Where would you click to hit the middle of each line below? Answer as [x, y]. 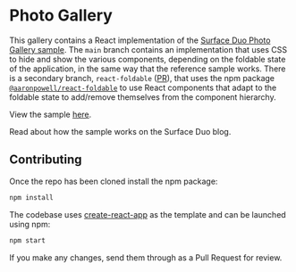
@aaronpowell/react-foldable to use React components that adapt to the [143, 87]
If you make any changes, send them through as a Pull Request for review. [146, 257]
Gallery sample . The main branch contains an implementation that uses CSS [148, 49]
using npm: [30, 224]
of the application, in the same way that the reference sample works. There [148, 69]
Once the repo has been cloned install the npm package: [114, 181]
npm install [31, 197]
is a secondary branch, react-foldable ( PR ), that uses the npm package [142, 78]
